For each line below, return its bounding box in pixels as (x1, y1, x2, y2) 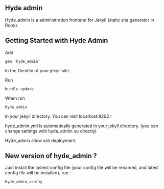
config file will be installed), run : (5, 170, 71, 176)
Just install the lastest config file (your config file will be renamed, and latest (5, 164, 159, 171)
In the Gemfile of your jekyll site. (5, 67, 70, 73)
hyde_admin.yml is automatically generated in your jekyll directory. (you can (5, 123, 158, 129)
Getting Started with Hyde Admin (5, 36, 108, 45)
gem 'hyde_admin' (5, 59, 41, 64)
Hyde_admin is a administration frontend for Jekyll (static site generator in (5, 17, 154, 23)
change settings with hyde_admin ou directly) (5, 128, 97, 134)
